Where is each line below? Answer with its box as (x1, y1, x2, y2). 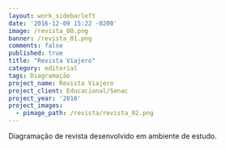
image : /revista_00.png (8, 27, 89, 35)
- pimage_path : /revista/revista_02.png (15, 110, 154, 118)
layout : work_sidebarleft (8, 11, 96, 20)
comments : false (8, 42, 63, 50)
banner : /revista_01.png (8, 34, 92, 43)
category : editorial (8, 64, 79, 72)
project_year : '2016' (8, 94, 82, 102)
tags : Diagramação (8, 72, 70, 80)
